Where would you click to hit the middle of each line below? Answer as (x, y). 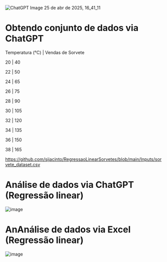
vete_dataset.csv (23, 164)
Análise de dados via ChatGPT (70, 185)
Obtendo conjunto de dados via (72, 28)
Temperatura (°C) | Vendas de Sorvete (45, 52)
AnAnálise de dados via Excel (68, 230)
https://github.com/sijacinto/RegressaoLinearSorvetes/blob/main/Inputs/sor (83, 159)
